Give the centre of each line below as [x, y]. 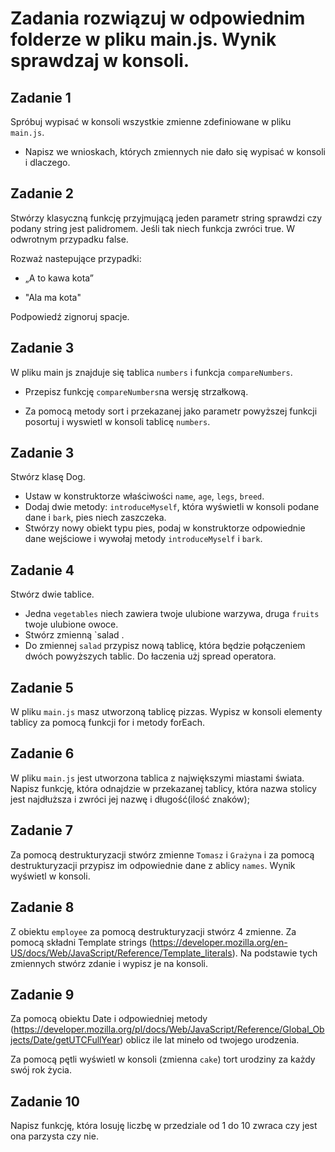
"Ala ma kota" [53, 297]
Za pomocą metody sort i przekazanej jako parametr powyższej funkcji [171, 411]
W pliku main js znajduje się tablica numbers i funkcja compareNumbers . [151, 372]
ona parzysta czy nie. [54, 1136]
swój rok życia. [41, 1070]
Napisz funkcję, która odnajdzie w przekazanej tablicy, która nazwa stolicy [163, 788]
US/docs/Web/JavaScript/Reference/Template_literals [121, 953]
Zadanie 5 [42, 687]
